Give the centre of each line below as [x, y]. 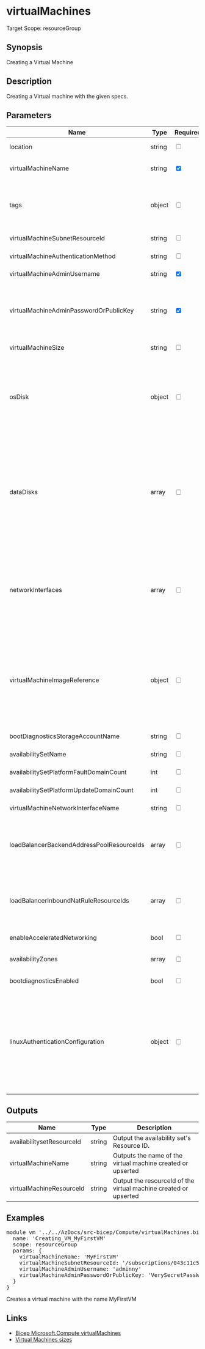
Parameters [29, 115]
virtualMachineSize [37, 347]
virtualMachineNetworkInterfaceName [64, 808]
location [21, 147]
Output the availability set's [152, 1138]
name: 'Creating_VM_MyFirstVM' [59, 1239]
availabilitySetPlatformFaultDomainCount [68, 772]
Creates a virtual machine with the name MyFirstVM [71, 1299]
